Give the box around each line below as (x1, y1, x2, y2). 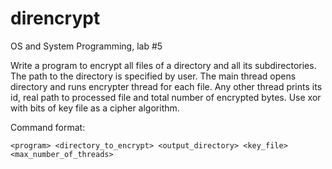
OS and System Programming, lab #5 (10, 40, 163, 52)
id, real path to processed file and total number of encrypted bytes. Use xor (10, 91, 322, 103)
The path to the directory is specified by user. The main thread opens (10, 70, 297, 82)
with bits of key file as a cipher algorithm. (10, 102, 180, 114)
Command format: (10, 121, 86, 133)
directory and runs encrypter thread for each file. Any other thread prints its (10, 80, 323, 92)
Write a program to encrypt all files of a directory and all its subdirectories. (10, 59, 317, 71)
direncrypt (10, 7, 101, 30)
